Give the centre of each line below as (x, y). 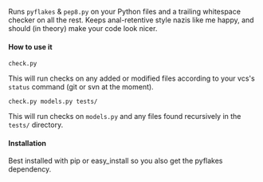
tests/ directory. (36, 125)
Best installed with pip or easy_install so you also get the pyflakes (116, 161)
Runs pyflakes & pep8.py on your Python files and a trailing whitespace (125, 12)
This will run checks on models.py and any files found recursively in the (125, 117)
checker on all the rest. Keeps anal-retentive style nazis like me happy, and (131, 20)
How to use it (31, 46)
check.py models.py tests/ (53, 102)
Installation (27, 143)
